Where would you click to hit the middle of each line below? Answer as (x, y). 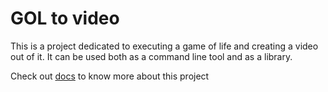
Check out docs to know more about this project (110, 76)
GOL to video (65, 18)
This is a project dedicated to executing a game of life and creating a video (164, 46)
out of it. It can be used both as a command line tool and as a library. (151, 56)
